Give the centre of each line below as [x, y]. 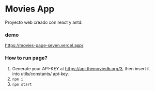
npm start [22, 84]
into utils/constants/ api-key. [40, 74]
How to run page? [26, 58]
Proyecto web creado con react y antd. [44, 22]
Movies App [30, 9]
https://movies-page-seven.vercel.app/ [44, 45]
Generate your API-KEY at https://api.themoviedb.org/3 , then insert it [81, 68]
